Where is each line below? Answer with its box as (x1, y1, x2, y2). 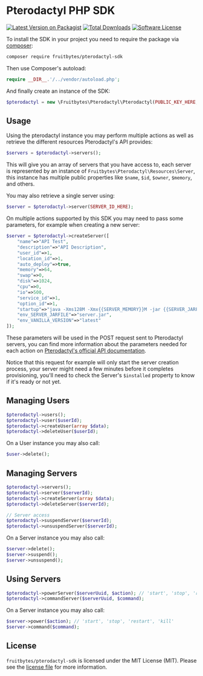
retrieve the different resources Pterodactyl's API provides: (6, 138, 153, 146)
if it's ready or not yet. (6, 378, 62, 385)
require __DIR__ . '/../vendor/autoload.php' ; (6, 76, 120, 82)
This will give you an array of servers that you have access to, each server (6, 161, 192, 169)
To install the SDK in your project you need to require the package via (6, 35, 179, 42)
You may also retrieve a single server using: (6, 192, 115, 199)
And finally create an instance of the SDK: (6, 87, 111, 95)
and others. (6, 180, 35, 188)
